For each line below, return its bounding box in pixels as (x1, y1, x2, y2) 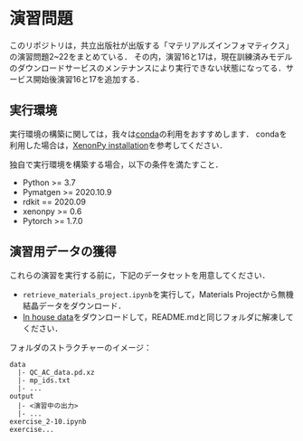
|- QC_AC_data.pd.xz (17, 368, 95, 377)
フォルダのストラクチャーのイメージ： (9, 342, 152, 352)
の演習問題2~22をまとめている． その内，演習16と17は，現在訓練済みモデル (9, 51, 293, 61)
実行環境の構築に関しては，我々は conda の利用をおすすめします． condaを (9, 128, 288, 139)
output (9, 391, 34, 400)
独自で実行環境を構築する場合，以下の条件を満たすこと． (9, 159, 223, 170)
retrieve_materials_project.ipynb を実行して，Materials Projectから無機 (22, 288, 294, 299)
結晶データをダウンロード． (22, 300, 127, 311)
